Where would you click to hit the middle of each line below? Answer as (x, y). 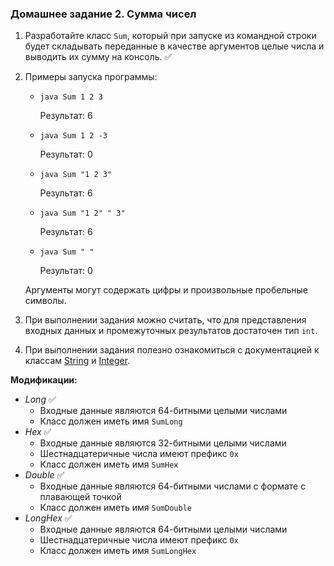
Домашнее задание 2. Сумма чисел (103, 14)
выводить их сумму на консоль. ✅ (98, 57)
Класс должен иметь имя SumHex (109, 464)
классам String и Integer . (77, 361)
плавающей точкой (80, 497)
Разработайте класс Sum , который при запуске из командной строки (170, 36)
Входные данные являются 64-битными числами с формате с (173, 486)
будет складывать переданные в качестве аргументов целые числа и (174, 46)
